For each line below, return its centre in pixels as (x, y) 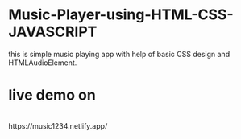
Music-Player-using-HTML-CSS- (121, 15)
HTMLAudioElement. (43, 63)
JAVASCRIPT (53, 32)
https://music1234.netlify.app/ (58, 125)
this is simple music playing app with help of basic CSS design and (119, 54)
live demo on (52, 95)
